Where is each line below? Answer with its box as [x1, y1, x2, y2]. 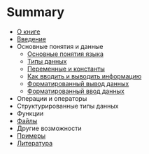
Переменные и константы [27, 64, 106, 73]
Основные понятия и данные [16, 42, 104, 50]
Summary [6, 4, 64, 20]
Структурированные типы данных [16, 101, 119, 110]
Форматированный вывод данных [27, 79, 129, 87]
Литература [16, 139, 53, 147]
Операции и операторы [16, 94, 87, 102]
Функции [16, 109, 44, 118]
